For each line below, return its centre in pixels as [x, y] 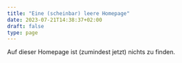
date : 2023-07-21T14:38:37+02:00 [55, 20]
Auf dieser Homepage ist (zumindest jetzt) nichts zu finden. [91, 52]
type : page [23, 33]
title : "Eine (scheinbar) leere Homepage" [68, 13]
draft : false [26, 26]
